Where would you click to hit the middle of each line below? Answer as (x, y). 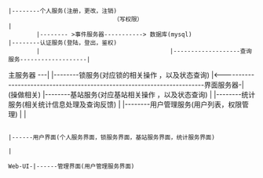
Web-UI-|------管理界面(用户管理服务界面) (71, 166)
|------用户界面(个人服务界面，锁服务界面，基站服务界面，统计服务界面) (112, 137)
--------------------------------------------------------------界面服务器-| (126, 85)
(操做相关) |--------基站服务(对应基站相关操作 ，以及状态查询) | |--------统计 (132, 94)
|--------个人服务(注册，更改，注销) (63, 11)
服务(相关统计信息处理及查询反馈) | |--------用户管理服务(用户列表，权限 (125, 104)
